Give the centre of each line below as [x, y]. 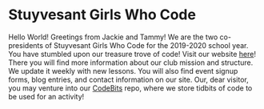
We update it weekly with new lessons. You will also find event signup [123, 71]
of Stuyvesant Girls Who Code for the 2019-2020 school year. [147, 45]
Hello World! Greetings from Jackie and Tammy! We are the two [113, 37]
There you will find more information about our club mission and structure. [131, 63]
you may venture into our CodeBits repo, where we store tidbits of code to [130, 88]
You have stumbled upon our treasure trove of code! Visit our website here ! [132, 54]
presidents [26, 45]
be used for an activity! [46, 96]
